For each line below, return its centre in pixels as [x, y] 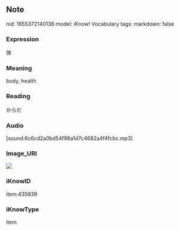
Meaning [19, 68]
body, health [21, 81]
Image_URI [21, 154]
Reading [18, 96]
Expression [23, 39]
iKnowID [19, 181]
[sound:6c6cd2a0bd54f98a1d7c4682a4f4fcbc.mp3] [70, 138]
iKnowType [23, 209]
